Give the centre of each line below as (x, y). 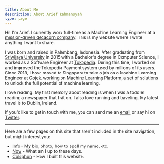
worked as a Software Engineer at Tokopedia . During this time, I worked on (80, 63)
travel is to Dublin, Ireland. (31, 103)
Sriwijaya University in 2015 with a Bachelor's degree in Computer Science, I (82, 57)
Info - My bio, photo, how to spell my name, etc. (60, 146)
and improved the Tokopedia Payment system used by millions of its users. (80, 68)
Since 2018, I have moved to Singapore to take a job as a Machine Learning (81, 73)
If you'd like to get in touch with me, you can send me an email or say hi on (80, 112)
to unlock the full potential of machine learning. (52, 83)
